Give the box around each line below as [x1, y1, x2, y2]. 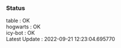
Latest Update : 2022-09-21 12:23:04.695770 [6, 36, 115, 43]
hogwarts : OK [6, 23, 41, 30]
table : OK [6, 17, 30, 24]
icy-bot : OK [6, 29, 35, 36]
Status [6, 4, 25, 12]
